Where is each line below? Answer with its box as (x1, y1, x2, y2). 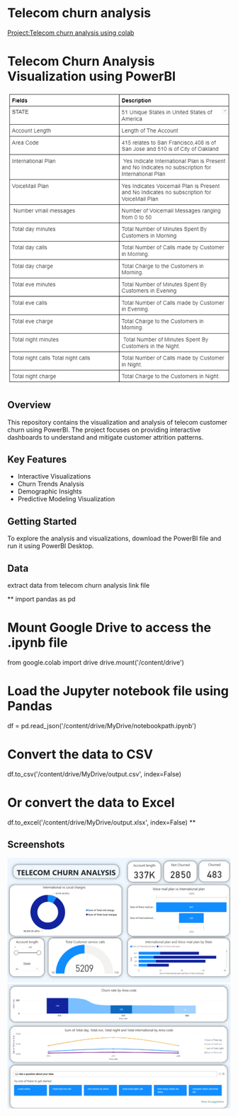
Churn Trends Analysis (17, 480, 85, 489)
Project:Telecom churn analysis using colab (7, 28, 135, 37)
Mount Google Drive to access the (7, 620, 211, 636)
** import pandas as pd (7, 594, 76, 603)
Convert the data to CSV (7, 747, 154, 763)
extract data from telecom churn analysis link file (7, 581, 150, 589)
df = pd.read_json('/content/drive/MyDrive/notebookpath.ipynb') (7, 721, 197, 730)
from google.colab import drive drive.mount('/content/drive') (7, 658, 184, 666)
